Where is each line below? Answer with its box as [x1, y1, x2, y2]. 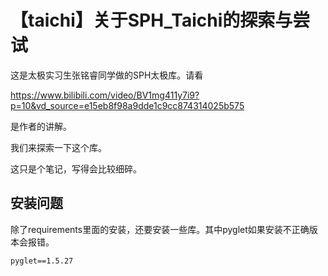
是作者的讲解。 [10, 120, 72, 132]
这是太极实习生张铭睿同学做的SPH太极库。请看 [10, 69, 204, 81]
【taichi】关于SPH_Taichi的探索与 [10, 9, 293, 32]
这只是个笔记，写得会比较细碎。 [10, 162, 142, 175]
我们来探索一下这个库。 [10, 141, 107, 153]
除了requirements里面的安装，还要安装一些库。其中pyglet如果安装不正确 [10, 223, 310, 235]
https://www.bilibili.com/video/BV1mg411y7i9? [10, 89, 200, 101]
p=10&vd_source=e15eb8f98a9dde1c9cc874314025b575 [10, 99, 245, 111]
